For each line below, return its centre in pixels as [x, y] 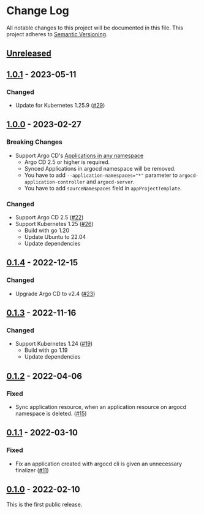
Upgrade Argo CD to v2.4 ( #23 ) [55, 294]
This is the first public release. [44, 504]
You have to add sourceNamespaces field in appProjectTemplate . [103, 188]
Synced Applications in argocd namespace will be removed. [100, 168]
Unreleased [29, 54]
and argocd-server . [111, 181]
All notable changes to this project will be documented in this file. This [95, 28]
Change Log [38, 11]
